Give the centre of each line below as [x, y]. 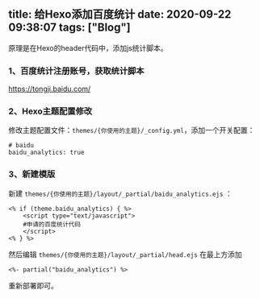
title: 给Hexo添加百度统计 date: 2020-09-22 [120, 14]
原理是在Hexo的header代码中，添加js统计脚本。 [88, 48]
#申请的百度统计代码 [52, 224]
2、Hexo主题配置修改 [50, 111]
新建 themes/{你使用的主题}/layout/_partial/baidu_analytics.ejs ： [120, 193]
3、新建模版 [32, 174]
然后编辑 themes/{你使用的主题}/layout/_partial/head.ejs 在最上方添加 [125, 254]
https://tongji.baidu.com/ [50, 89]
